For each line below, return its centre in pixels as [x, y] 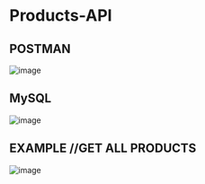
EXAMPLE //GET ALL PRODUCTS [103, 149]
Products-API [61, 16]
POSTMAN [40, 49]
